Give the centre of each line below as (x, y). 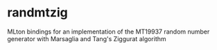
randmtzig (37, 13)
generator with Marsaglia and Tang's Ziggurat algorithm (87, 38)
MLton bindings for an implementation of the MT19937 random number (108, 32)
